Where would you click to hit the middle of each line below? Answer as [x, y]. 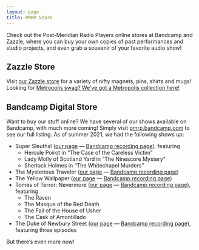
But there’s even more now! [40, 242]
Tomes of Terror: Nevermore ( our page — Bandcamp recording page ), [103, 185]
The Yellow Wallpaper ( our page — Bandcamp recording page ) [93, 178]
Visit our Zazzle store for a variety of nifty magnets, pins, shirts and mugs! [99, 81]
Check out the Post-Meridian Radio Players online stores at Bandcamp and [99, 35]
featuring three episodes [46, 230]
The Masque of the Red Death [62, 204]
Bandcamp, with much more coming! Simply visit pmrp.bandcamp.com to [98, 128]
